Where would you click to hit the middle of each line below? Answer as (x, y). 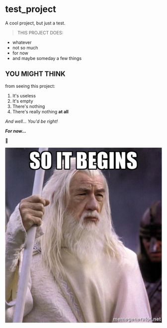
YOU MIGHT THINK (35, 74)
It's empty (23, 101)
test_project (31, 9)
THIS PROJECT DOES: (40, 32)
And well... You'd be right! (32, 121)
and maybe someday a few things (47, 58)
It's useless (24, 95)
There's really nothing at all (40, 111)
